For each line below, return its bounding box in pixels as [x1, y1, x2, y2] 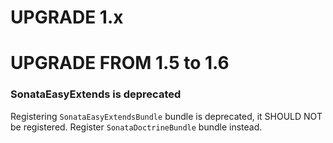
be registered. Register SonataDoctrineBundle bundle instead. [10, 121, 263, 133]
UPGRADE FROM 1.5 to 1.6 [10, 52, 230, 75]
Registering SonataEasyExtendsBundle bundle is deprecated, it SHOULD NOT [10, 110, 323, 122]
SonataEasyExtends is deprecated [10, 87, 182, 101]
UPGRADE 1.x [10, 6, 124, 29]
